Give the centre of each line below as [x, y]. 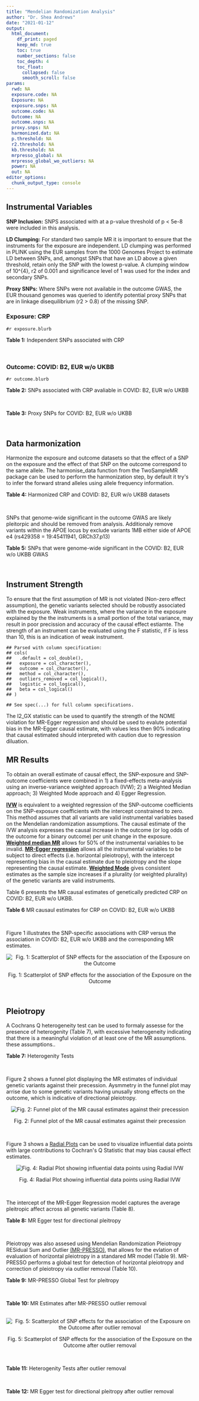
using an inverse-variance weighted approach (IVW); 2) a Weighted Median [99, 787]
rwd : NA [21, 89]
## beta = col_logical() [40, 689]
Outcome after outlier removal [100, 1345]
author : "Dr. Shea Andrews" [41, 17]
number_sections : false [46, 56]
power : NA [23, 166]
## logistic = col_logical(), [46, 684]
